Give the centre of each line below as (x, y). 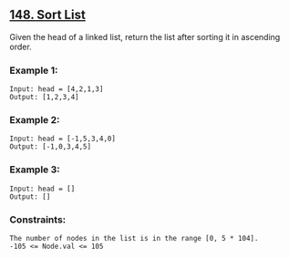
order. (21, 46)
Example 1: (34, 70)
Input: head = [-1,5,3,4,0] (63, 139)
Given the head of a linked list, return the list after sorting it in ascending (145, 36)
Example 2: (35, 120)
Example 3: (35, 170)
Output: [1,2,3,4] (44, 98)
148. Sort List (48, 15)
